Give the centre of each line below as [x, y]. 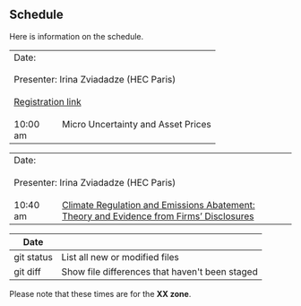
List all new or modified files [120, 257]
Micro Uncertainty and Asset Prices [137, 125]
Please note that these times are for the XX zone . [100, 293]
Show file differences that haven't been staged [159, 271]
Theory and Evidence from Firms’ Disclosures [158, 216]
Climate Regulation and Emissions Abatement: [159, 205]
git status [34, 257]
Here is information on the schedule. [77, 36]
